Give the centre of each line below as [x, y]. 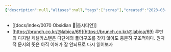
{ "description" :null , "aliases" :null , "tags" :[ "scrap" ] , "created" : [76, 10]
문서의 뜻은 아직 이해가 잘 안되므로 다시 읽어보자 [65, 44]
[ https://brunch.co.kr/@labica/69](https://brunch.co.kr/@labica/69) [83, 32]
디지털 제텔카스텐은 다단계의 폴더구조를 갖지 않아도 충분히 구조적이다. [87, 38]
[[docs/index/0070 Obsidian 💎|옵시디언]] [54, 25]
